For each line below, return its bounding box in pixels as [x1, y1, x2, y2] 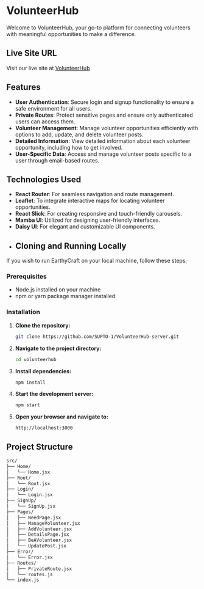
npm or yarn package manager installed [15, 293, 116, 300]
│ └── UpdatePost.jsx [6, 543, 67, 549]
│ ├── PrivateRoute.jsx [6, 566, 72, 572]
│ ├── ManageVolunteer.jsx [6, 520, 80, 526]
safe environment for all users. [15, 104, 92, 112]
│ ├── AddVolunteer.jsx [6, 526, 72, 532]
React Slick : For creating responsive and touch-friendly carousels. [15, 210, 183, 218]
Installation [6, 308, 41, 316]
